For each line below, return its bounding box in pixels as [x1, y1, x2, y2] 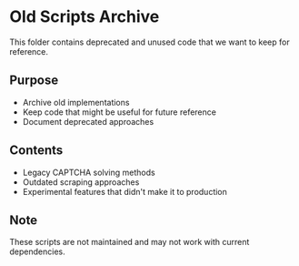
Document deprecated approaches [22, 116, 154, 127]
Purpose [9, 73, 59, 88]
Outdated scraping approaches [22, 176, 140, 188]
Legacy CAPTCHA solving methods [22, 167, 156, 178]
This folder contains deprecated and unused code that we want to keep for [9, 36, 290, 47]
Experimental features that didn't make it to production [22, 186, 227, 197]
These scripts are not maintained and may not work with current [9, 237, 250, 248]
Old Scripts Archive [9, 6, 160, 27]
